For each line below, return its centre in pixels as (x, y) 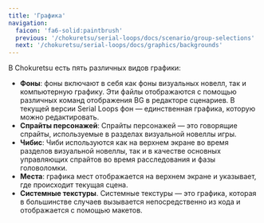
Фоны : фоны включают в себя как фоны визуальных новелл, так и (133, 84)
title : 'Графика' (37, 16)
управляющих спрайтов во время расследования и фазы (118, 159)
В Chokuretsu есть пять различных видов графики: (95, 68)
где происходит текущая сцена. (74, 185)
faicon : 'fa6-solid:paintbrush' (69, 30)
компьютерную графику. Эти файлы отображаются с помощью (128, 92)
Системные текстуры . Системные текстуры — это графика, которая (138, 194)
